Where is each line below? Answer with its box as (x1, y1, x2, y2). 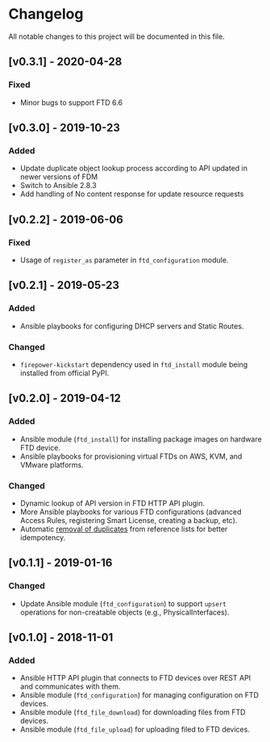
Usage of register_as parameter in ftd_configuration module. (19, 255, 229, 265)
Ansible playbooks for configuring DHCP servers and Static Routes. (19, 321, 244, 331)
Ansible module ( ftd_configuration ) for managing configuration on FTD (19, 690, 260, 700)
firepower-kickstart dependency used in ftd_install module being (19, 359, 248, 369)
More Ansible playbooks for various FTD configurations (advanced (19, 506, 242, 517)
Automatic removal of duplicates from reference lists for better (19, 524, 228, 534)
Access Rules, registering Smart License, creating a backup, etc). (19, 515, 238, 525)
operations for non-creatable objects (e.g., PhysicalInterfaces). (19, 607, 230, 617)
